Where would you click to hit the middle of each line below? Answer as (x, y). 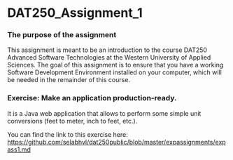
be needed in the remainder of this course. (69, 80)
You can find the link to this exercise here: (68, 134)
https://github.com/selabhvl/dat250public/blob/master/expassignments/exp (116, 142)
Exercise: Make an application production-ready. (92, 98)
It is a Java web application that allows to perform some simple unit (104, 113)
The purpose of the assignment (62, 35)
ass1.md (19, 149)
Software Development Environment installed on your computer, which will (114, 72)
